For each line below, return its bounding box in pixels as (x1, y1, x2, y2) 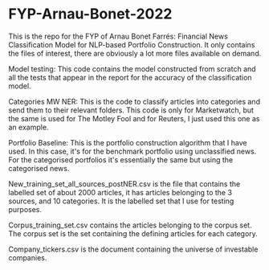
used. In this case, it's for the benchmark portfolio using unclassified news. (8, 146, 257, 156)
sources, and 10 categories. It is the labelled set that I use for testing (8, 196, 234, 206)
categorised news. (8, 163, 70, 173)
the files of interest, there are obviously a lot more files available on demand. (8, 48, 262, 58)
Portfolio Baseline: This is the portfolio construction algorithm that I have (8, 137, 247, 147)
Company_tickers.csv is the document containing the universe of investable (8, 244, 259, 254)
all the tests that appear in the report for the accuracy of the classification (8, 72, 252, 82)
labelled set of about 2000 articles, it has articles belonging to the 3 (8, 187, 233, 197)
